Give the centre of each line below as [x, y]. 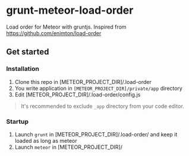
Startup [17, 121]
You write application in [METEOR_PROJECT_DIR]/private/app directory [98, 88]
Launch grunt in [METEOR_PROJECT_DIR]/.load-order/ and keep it [96, 134]
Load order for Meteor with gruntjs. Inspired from [66, 27]
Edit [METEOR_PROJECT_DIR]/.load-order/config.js [78, 94]
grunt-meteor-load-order [70, 10]
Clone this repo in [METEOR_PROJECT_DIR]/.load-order [83, 82]
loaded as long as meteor [46, 141]
